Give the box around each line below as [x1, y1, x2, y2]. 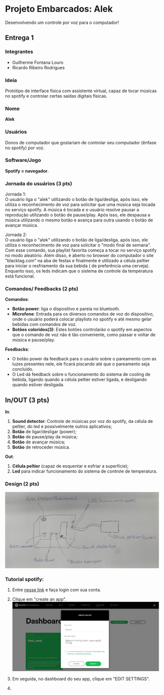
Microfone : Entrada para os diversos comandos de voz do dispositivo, [12, 311, 154, 317]
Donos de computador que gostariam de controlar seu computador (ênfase [5, 139, 157, 145]
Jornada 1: [5, 191, 26, 197]
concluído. [12, 366, 34, 372]
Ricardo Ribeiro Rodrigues [12, 64, 65, 70]
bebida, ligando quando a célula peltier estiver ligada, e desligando [12, 377, 147, 382]
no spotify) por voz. [5, 145, 45, 151]
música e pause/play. [12, 337, 55, 343]
